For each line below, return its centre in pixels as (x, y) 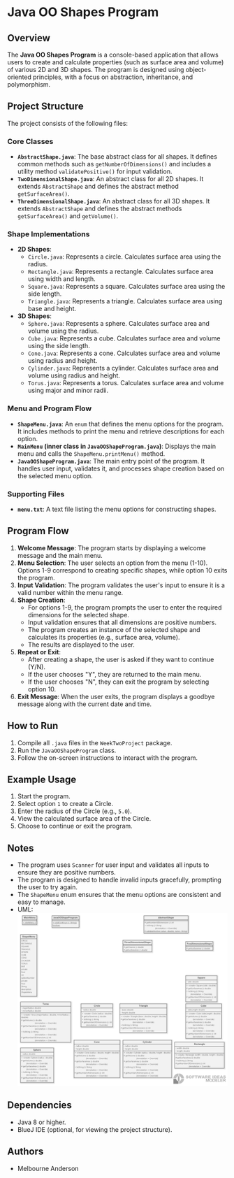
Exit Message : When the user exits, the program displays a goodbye (116, 696)
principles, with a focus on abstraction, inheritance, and (113, 77)
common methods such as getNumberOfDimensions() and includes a (114, 164)
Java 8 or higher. (42, 1122)
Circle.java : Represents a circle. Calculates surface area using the (124, 257)
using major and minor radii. (68, 390)
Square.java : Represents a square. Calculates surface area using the (126, 287)
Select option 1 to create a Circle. (65, 804)
